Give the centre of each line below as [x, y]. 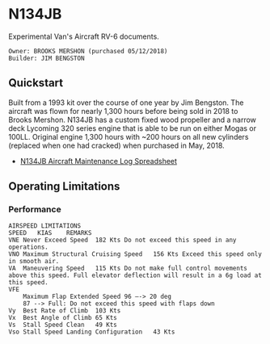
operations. [28, 247]
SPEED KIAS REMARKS [50, 233]
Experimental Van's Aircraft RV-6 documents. [84, 36]
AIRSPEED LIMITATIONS [45, 226]
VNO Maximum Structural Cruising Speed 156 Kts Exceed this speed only [135, 254]
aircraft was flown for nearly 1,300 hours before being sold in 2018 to [123, 111]
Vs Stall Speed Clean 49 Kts [63, 325]
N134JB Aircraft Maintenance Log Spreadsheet [99, 161]
